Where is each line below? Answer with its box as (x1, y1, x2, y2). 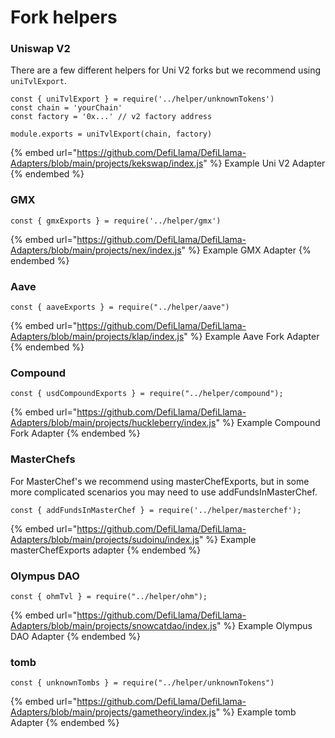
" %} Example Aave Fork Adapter (183, 331, 320, 343)
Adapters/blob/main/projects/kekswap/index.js (10, 157, 204, 170)
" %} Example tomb (215, 706, 297, 718)
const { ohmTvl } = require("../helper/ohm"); (10, 591, 208, 601)
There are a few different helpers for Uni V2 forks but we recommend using (10, 64, 322, 76)
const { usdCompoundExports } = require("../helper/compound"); (10, 389, 284, 399)
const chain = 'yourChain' (10, 103, 123, 113)
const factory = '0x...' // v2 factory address (10, 112, 213, 122)
